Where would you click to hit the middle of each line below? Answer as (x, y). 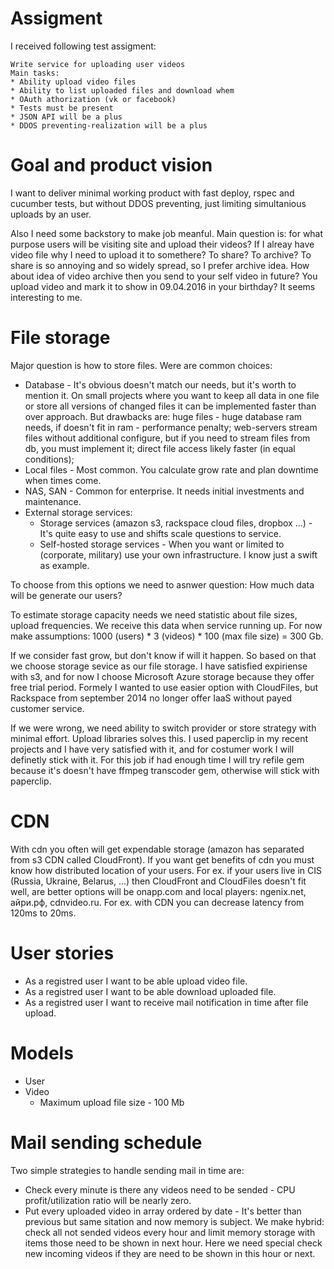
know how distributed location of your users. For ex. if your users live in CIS (166, 870)
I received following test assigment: (83, 46)
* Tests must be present (62, 108)
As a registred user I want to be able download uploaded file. (150, 991)
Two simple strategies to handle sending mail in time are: (127, 1170)
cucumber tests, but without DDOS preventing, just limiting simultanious (158, 203)
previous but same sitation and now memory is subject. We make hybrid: (174, 1221)
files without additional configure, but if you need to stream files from (167, 438)
